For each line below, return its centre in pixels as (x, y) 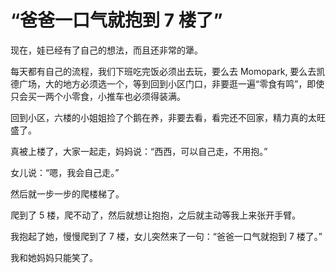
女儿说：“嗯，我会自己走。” (65, 172)
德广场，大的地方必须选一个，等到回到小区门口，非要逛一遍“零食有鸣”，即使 (167, 83)
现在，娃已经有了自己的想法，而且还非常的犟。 (106, 50)
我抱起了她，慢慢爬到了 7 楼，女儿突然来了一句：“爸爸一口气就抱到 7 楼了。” (166, 236)
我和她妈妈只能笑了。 (54, 257)
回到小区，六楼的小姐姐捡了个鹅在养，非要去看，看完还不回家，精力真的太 (163, 117)
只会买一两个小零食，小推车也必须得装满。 (98, 96)
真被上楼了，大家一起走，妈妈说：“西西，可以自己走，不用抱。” (139, 151)
